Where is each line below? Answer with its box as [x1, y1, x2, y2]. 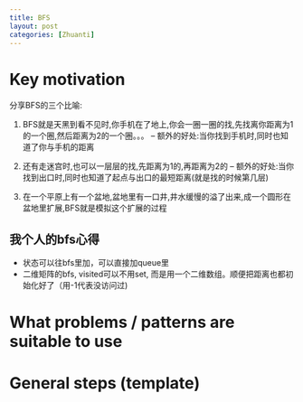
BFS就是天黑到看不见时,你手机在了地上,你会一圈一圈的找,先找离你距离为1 [22, 119, 294, 130]
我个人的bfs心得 [9, 231, 99, 247]
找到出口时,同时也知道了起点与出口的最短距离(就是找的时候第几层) [22, 173, 270, 183]
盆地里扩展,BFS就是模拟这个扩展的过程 [22, 202, 167, 213]
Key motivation [9, 69, 126, 89]
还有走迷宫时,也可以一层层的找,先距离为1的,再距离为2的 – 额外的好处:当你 [22, 161, 295, 172]
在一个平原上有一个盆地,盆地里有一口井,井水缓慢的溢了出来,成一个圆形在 [22, 192, 291, 202]
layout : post [9, 22, 59, 31]
